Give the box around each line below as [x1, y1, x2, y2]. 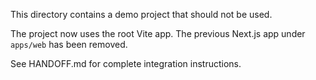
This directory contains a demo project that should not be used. [10, 9, 273, 20]
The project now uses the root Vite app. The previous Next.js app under [10, 28, 306, 39]
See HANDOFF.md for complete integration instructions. [10, 58, 242, 69]
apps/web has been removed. [10, 39, 128, 50]
